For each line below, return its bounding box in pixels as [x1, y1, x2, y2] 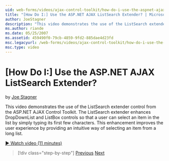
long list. [5, 130, 23, 136]
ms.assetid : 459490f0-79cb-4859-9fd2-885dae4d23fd [5, 36, 114, 41]
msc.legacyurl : [5, 40, 37, 45]
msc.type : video [5, 45, 39, 50]
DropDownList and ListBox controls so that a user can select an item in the [5, 114, 159, 120]
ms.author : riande [5, 26, 44, 31]
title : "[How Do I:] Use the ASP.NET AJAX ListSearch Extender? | [5, 12, 147, 17]
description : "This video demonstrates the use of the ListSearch [5, 21, 147, 27]
